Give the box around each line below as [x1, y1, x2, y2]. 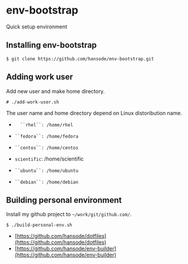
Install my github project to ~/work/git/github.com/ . [6, 211, 132, 218]
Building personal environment [6, 195, 122, 205]
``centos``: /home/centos [14, 145, 78, 151]
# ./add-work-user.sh [6, 99, 60, 105]
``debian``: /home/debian [14, 179, 78, 185]
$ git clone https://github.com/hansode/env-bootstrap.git [6, 56, 154, 62]
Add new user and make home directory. [6, 87, 105, 94]
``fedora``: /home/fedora [14, 133, 78, 139]
